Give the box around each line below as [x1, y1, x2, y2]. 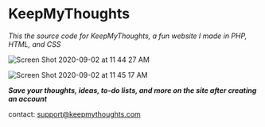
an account [8, 94, 48, 103]
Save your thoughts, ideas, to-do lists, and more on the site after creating [8, 85, 257, 95]
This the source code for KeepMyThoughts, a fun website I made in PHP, [8, 31, 247, 40]
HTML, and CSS [8, 39, 61, 48]
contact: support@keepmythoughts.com [8, 109, 141, 119]
